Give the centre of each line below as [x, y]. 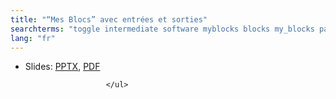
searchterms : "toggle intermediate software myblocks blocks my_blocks [162, 29]
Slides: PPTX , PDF [62, 67]
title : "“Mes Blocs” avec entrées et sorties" [109, 19]
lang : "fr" [33, 38]
